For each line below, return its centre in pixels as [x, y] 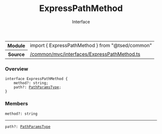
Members [16, 104]
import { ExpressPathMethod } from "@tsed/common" [91, 45]
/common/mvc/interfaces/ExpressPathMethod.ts [85, 54]
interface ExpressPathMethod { [36, 79]
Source [16, 54]
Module [16, 45]
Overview [17, 69]
